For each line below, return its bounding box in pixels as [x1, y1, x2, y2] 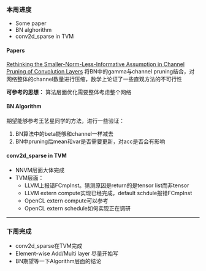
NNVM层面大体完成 [15, 166, 65, 174]
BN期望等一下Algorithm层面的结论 [15, 258, 102, 265]
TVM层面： [15, 174, 44, 181]
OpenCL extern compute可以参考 [24, 197, 109, 204]
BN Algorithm [6, 103, 42, 110]
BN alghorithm [15, 26, 52, 34]
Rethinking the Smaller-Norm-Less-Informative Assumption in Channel [6, 60, 185, 68]
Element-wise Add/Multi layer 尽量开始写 [15, 250, 118, 258]
